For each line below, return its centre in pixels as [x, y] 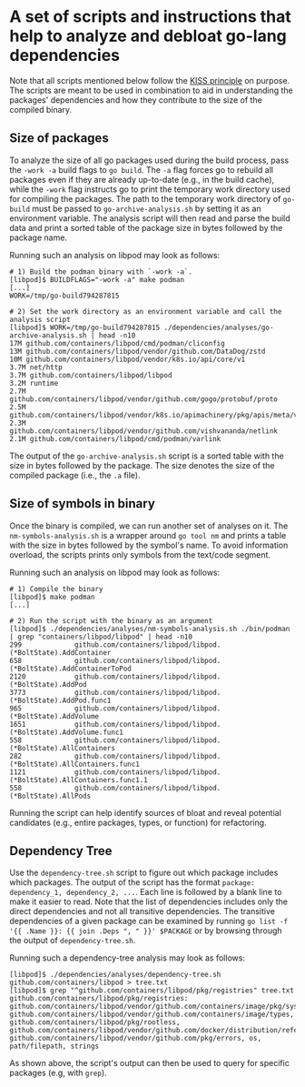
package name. [39, 237]
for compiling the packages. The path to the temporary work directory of [145, 198]
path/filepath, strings [54, 1047]
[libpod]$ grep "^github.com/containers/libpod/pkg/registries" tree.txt [152, 991]
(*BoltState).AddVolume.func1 [67, 732]
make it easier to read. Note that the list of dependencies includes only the [149, 901]
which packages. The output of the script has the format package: [133, 882]
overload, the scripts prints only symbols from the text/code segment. [140, 554]
